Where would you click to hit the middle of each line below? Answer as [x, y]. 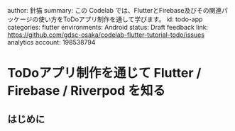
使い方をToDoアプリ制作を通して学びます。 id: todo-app [120, 19]
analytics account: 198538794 [51, 42]
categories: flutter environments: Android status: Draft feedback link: [108, 27]
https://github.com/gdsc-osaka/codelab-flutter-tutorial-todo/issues [106, 35]
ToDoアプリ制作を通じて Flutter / [104, 73]
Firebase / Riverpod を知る [86, 91]
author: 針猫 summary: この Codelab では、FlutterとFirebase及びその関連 [115, 10]
